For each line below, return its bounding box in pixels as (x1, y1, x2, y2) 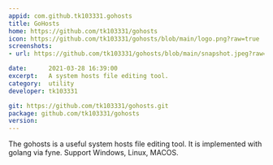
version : (8, 117, 38, 125)
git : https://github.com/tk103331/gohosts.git (8, 102, 169, 110)
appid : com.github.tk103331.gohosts (8, 11, 132, 20)
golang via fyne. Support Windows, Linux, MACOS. (8, 148, 179, 158)
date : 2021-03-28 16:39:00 (8, 64, 118, 73)
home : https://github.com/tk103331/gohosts (8, 27, 158, 35)
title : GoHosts (8, 20, 60, 28)
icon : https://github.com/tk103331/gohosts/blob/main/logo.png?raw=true (8, 34, 260, 43)
